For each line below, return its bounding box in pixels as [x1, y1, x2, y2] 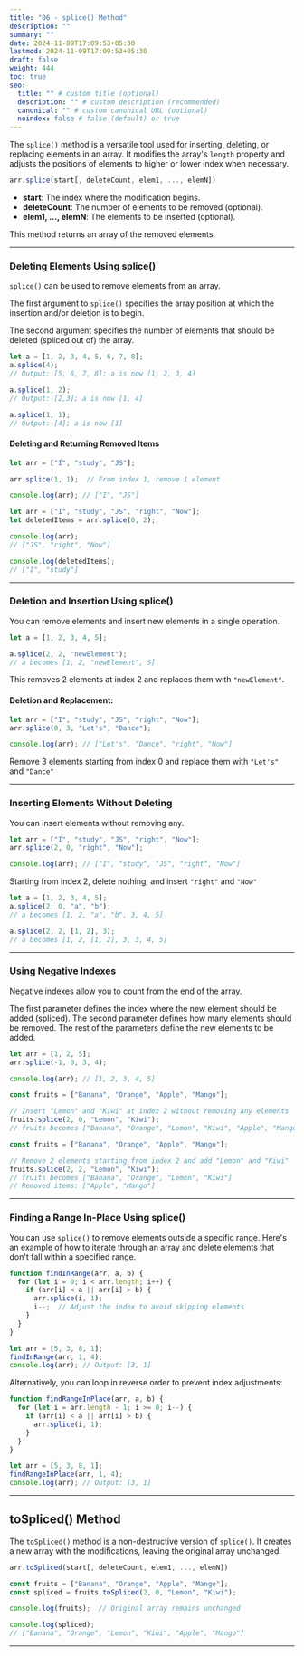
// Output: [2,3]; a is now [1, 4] [9, 394, 144, 403]
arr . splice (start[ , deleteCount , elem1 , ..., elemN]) [9, 176, 217, 186]
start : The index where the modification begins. [22, 192, 201, 203]
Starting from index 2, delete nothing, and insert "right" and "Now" [9, 876, 258, 887]
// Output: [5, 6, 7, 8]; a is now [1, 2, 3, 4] [9, 369, 196, 378]
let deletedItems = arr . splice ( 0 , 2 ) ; [9, 516, 156, 525]
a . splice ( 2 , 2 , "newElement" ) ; [9, 649, 128, 659]
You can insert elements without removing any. [9, 817, 185, 828]
